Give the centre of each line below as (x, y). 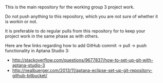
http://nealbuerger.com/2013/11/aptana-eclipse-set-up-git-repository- (82, 70)
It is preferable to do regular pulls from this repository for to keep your (75, 31)
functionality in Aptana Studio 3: (37, 51)
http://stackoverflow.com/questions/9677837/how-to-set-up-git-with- (82, 60)
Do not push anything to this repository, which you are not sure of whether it (81, 16)
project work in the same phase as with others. (52, 36)
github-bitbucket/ (30, 75)
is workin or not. (21, 22)
